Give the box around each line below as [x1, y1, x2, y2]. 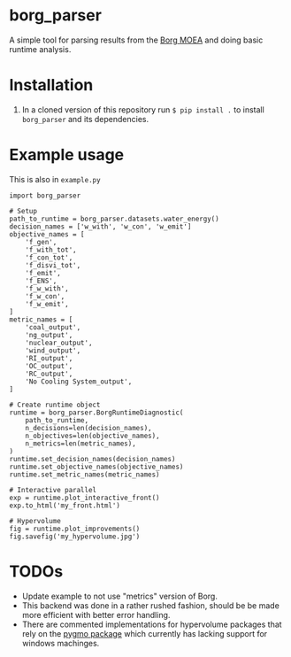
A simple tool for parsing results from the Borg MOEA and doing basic [9, 35, 264, 45]
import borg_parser [9, 191, 81, 200]
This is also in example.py [9, 174, 101, 184]
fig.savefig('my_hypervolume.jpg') [9, 532, 141, 541]
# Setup [9, 206, 38, 215]
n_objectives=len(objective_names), [25, 431, 161, 440]
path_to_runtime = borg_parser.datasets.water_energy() [9, 214, 219, 223]
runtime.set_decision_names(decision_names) [9, 454, 176, 463]
